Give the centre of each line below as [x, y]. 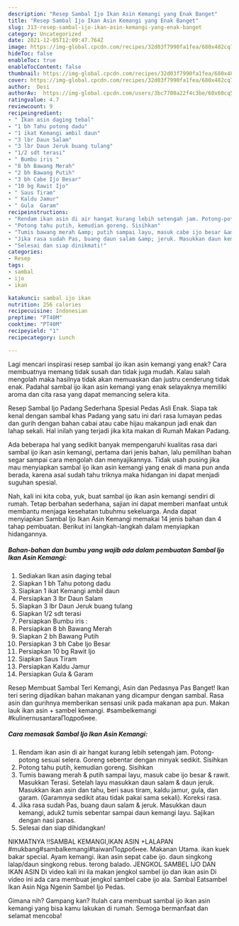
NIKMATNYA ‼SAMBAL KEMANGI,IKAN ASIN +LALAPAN [91, 841]
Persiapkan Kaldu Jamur [54, 666]
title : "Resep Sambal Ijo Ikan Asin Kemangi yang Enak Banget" [104, 21]
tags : [16, 265]
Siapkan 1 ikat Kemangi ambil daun [69, 590]
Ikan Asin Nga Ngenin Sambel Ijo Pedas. [67, 887]
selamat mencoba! [35, 915]
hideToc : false [30, 54]
